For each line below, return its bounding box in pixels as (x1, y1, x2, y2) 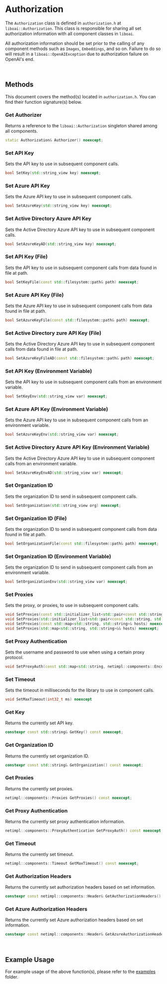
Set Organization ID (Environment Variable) (5, 553, 111, 560)
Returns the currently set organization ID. (5, 753, 89, 759)
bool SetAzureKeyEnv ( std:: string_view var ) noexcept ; (5, 432, 119, 437)
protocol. (5, 655, 24, 660)
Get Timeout (5, 840, 36, 847)
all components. (5, 128, 38, 134)
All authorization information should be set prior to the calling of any (5, 40, 145, 46)
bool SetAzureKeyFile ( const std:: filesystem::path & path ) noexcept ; (5, 318, 150, 323)
